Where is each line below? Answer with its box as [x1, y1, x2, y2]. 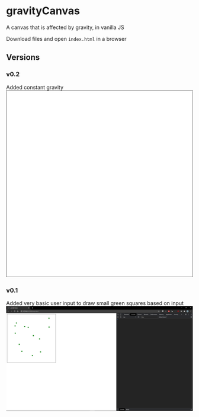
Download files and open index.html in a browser [6, 35, 127, 42]
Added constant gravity [6, 84, 64, 91]
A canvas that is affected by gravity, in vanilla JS [6, 24, 124, 31]
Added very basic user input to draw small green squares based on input [6, 299, 184, 306]
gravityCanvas [6, 4, 80, 18]
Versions [6, 52, 40, 63]
